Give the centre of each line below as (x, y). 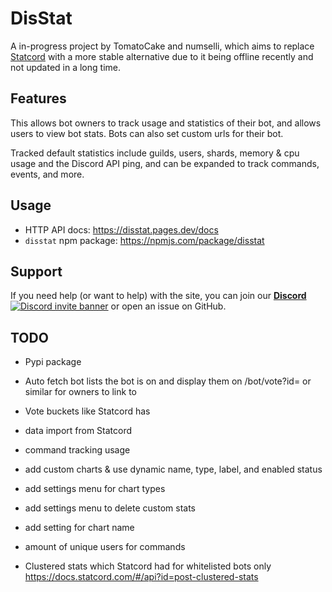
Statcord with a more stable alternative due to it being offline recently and (162, 56)
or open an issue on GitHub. (168, 306)
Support (36, 271)
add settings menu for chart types (95, 489)
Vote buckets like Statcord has (87, 411)
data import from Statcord (78, 431)
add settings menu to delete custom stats (110, 508)
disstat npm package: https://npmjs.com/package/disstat (144, 240)
